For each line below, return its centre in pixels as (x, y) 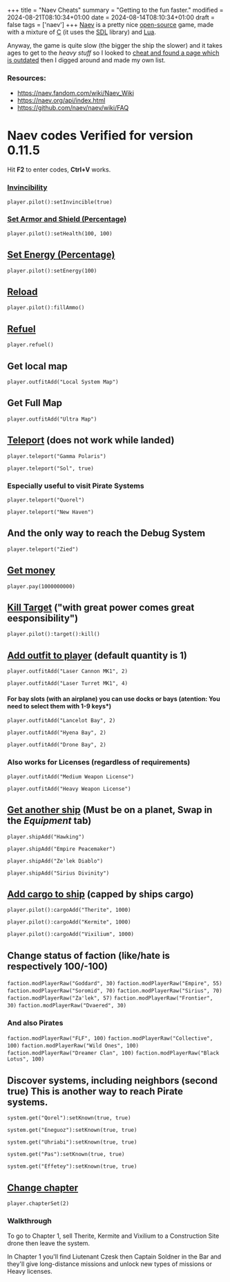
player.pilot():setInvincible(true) (60, 202)
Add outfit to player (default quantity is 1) (97, 656)
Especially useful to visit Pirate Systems (76, 486)
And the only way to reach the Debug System (106, 533)
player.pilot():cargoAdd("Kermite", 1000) (69, 922)
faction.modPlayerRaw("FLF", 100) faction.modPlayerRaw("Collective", (110, 1038)
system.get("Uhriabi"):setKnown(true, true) (72, 1142)
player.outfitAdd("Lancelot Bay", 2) (61, 721)
